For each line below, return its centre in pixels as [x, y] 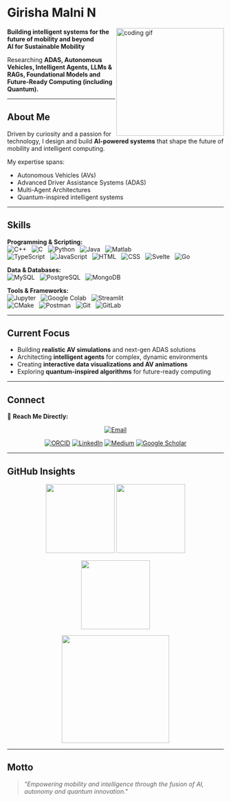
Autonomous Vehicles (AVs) [56, 175]
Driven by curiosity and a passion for [59, 134]
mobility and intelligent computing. [56, 148]
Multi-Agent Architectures [54, 189]
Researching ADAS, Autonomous [55, 59]
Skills [19, 225]
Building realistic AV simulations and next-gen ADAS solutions [106, 350]
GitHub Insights [41, 471]
